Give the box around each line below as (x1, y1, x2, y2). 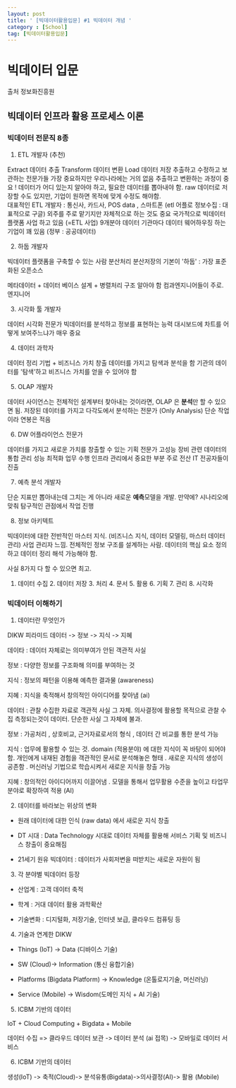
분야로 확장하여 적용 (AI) (7, 787, 75, 795)
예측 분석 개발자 (17, 477, 61, 486)
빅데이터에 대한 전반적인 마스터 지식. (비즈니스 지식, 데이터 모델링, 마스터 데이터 (7, 531, 225, 540)
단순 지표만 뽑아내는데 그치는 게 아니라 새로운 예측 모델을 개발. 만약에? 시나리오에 (7, 492, 229, 501)
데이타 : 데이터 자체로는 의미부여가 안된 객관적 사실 (7, 646, 147, 654)
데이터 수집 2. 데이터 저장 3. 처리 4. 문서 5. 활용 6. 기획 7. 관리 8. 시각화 (17, 579, 213, 587)
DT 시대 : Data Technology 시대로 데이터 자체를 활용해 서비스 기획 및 (17, 831, 209, 840)
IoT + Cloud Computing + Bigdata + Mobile (7, 1020, 132, 1028)
